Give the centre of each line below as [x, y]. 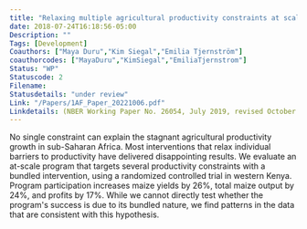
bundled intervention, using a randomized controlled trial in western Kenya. [151, 176]
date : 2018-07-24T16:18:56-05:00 [73, 26]
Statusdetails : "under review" [69, 94]
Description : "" [40, 35]
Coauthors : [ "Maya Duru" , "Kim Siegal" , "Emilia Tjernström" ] [127, 52]
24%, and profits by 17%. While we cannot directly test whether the [136, 195]
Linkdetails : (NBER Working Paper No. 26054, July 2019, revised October [153, 111]
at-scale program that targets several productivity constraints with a [138, 166]
